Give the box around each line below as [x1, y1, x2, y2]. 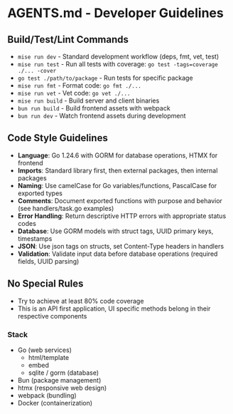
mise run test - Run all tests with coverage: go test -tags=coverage [17, 60, 218, 68]
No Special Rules [7, 278, 84, 290]
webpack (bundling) [17, 390, 77, 400]
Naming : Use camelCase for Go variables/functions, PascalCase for [17, 181, 217, 190]
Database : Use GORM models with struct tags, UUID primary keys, [17, 227, 214, 235]
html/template [28, 353, 70, 361]
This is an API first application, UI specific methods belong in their [17, 304, 211, 313]
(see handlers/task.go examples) [17, 204, 114, 212]
